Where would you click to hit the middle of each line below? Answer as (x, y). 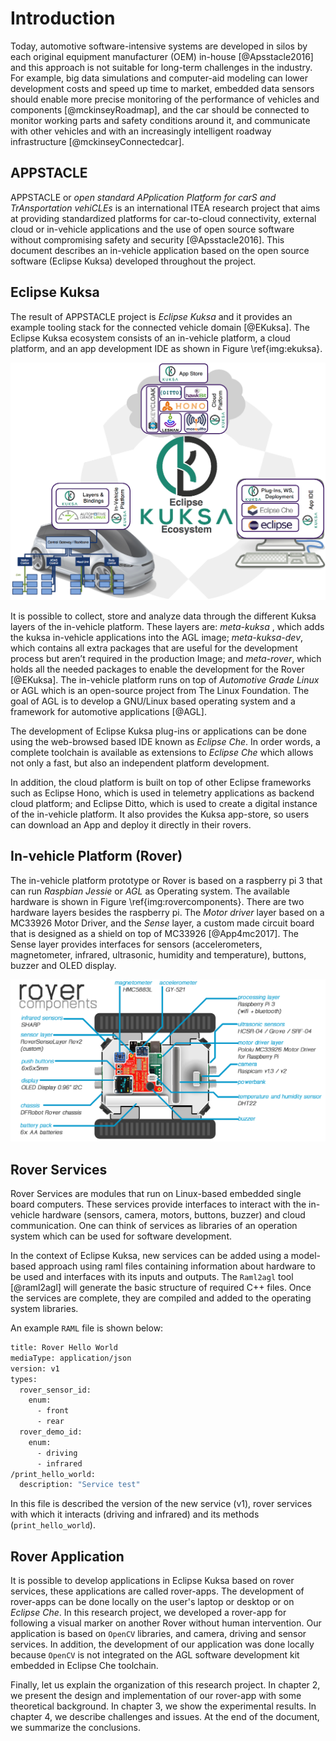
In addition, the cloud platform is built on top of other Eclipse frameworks (161, 783)
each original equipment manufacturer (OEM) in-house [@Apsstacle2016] (162, 56)
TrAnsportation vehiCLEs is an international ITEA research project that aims (165, 208)
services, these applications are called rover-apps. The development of (157, 1591)
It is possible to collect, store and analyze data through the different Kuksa (163, 616)
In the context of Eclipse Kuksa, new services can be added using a (149, 1256)
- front (53, 1411)
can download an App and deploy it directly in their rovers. (131, 825)
